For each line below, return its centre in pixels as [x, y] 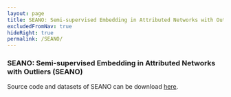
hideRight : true [30, 33]
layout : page [26, 13]
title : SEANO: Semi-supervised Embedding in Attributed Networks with [110, 20]
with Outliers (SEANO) [45, 72]
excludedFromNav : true [40, 26]
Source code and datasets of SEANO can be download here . [93, 87]
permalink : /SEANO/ [35, 39]
